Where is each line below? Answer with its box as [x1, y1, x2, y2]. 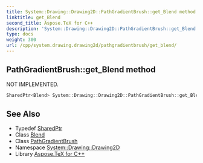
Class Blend [14, 131, 45, 138]
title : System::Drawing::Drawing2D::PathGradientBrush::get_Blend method [6, 8, 196, 15]
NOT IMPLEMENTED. [6, 81, 59, 88]
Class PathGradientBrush [14, 138, 78, 145]
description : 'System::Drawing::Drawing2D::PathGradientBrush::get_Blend [6, 25, 196, 32]
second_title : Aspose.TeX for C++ [6, 20, 94, 26]
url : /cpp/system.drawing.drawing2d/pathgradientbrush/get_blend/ [6, 43, 177, 49]
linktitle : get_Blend [6, 14, 61, 20]
